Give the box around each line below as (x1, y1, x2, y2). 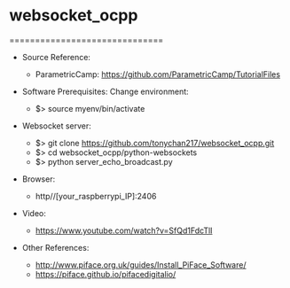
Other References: (21, 242, 90, 253)
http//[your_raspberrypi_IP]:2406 (35, 191, 157, 201)
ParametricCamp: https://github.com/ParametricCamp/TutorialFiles (35, 68, 281, 80)
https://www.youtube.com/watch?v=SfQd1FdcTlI (35, 225, 213, 236)
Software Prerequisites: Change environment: (21, 86, 189, 97)
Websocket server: (21, 121, 91, 131)
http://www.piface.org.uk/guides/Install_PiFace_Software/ (35, 259, 247, 270)
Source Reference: (21, 51, 91, 62)
